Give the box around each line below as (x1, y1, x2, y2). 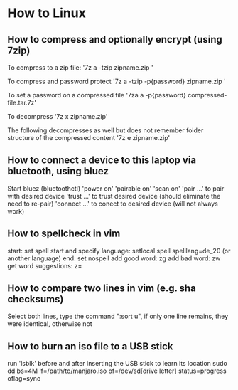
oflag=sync (7, 374, 41, 383)
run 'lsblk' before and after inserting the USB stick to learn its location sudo (7, 359, 227, 368)
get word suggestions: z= (7, 261, 82, 270)
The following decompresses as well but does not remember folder (7, 126, 204, 135)
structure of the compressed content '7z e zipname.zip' (7, 134, 171, 142)
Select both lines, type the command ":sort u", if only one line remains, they (7, 312, 229, 321)
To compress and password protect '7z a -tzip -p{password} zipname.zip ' (7, 77, 226, 85)
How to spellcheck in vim (7, 228, 121, 240)
